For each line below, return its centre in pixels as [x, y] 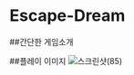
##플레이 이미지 [38, 61]
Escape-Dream [67, 16]
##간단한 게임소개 [41, 42]
